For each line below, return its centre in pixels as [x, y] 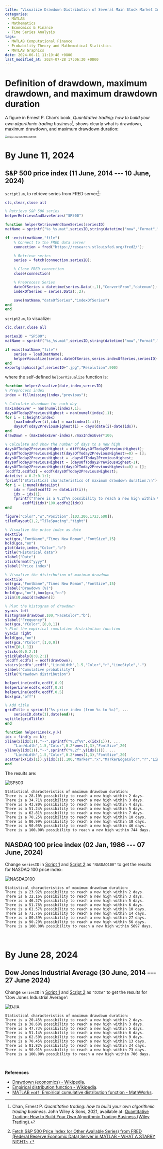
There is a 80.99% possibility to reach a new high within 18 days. [76, 821]
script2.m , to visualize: [28, 319]
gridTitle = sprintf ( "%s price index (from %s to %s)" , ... [67, 710]
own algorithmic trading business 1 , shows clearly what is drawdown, [73, 123]
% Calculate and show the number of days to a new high [63, 444]
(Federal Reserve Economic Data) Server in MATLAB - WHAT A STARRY [84, 1136]
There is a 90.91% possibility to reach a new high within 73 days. [76, 1050]
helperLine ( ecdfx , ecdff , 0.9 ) [34, 683]
